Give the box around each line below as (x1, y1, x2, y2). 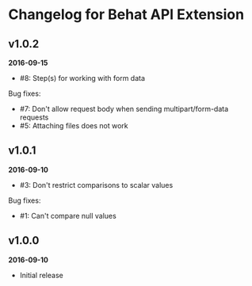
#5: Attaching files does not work (19, 121, 128, 130)
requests (19, 112, 49, 122)
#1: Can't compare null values (19, 211, 116, 220)
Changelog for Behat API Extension (8, 6, 244, 24)
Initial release (19, 270, 63, 280)
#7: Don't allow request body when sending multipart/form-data (19, 105, 229, 113)
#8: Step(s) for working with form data (19, 74, 145, 82)
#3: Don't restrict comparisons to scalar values (19, 180, 174, 189)
